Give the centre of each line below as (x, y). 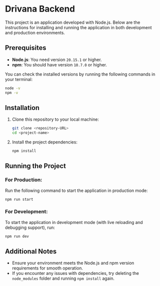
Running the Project (36, 166)
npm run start (19, 199)
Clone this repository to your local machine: (55, 119)
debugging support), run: (30, 227)
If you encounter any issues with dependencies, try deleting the (75, 273)
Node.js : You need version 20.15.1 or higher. (57, 60)
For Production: (24, 180)
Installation (22, 108)
